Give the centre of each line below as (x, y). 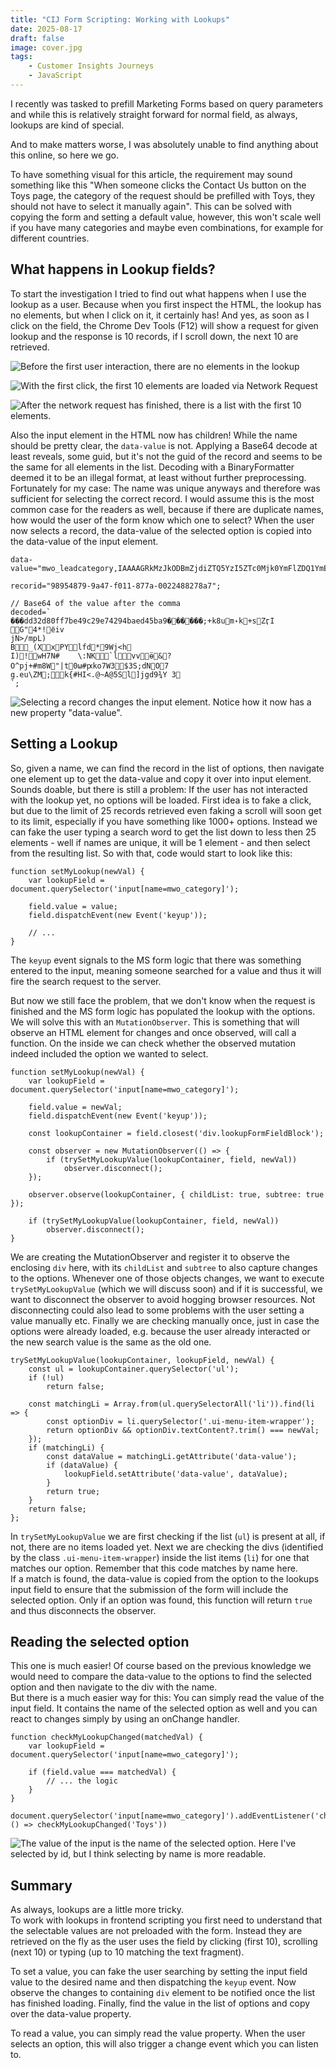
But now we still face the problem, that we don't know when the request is (163, 1000)
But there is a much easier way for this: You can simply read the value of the (167, 1698)
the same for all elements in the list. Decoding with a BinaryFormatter (152, 467)
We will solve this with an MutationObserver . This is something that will (155, 1022)
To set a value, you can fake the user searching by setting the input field (159, 1972)
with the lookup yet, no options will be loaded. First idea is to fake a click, (161, 800)
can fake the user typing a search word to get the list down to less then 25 (163, 832)
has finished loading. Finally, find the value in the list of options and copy (160, 2003)
